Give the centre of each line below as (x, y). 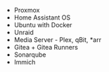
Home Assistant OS (42, 17)
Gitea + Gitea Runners (46, 47)
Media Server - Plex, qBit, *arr (58, 40)
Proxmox (27, 10)
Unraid (24, 32)
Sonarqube (30, 55)
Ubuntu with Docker (43, 25)
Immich (25, 62)
